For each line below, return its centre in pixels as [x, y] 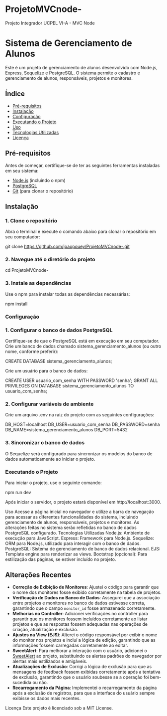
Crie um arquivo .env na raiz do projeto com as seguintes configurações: [80, 415]
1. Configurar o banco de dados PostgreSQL [59, 330]
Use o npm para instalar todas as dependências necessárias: [68, 294]
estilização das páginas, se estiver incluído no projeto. [61, 559]
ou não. [40, 682]
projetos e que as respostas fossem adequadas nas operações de [80, 624]
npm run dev [18, 492]
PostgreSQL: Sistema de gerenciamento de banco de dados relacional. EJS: [83, 548]
